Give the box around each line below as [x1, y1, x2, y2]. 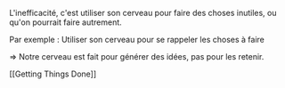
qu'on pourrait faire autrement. [9, 17, 122, 28]
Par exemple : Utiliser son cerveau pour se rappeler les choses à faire [9, 35, 265, 44]
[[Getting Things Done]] [9, 68, 97, 79]
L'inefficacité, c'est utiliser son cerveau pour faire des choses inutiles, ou [9, 8, 278, 18]
